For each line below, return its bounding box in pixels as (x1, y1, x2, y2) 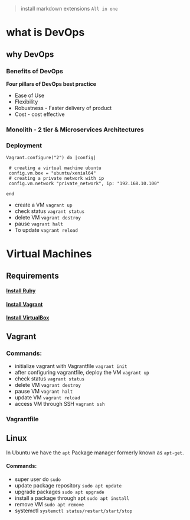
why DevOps (6, 49, 54, 59)
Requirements (6, 270, 59, 280)
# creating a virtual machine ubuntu (8, 165, 101, 171)
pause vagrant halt (14, 220, 64, 227)
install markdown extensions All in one (20, 5, 118, 12)
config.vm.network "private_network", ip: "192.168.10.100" (8, 180, 160, 187)
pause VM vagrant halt (14, 387, 73, 395)
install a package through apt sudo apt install (14, 495, 130, 502)
